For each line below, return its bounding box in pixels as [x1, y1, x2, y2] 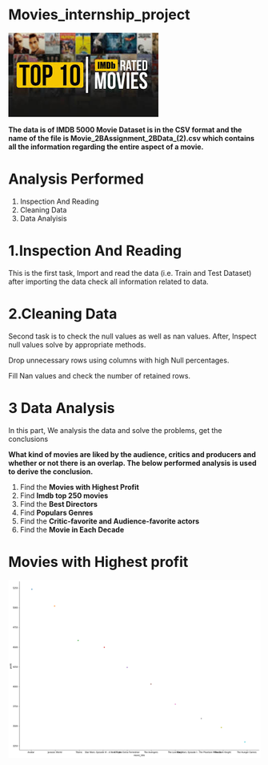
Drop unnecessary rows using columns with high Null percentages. [8, 355, 230, 365]
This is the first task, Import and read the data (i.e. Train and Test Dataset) [8, 268, 252, 277]
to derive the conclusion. [8, 467, 94, 476]
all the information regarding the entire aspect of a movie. [8, 142, 204, 152]
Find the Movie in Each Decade [19, 524, 125, 534]
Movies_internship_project [8, 6, 190, 24]
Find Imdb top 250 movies [19, 491, 109, 500]
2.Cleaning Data [8, 305, 118, 322]
